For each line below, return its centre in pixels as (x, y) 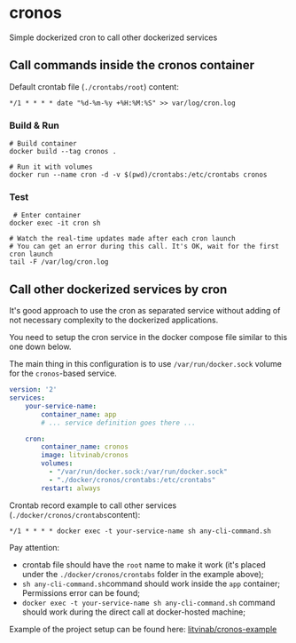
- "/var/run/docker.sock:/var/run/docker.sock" (138, 472)
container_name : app (79, 414)
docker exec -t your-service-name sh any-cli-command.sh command (148, 602)
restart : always (71, 488)
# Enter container (47, 216)
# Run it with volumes (51, 167)
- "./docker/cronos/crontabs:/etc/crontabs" (132, 480)
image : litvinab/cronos (85, 456)
